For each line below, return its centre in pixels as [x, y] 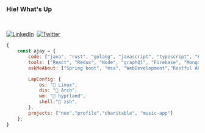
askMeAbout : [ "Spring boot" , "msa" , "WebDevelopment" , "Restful [110, 68]
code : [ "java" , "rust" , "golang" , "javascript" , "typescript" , [110, 57]
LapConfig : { [45, 79]
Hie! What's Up [29, 9]
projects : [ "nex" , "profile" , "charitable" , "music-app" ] [101, 113]
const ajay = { [37, 51]
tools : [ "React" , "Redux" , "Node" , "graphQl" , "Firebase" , [105, 62]
